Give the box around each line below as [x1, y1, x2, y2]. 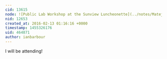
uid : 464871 [5, 30, 30, 35]
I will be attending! [5, 48, 43, 54]
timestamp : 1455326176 [5, 26, 52, 30]
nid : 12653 [5, 16, 28, 21]
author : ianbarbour [5, 35, 46, 40]
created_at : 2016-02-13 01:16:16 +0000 [5, 21, 88, 26]
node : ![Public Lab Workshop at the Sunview [5, 12, 99, 17]
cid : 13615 [5, 7, 28, 12]
